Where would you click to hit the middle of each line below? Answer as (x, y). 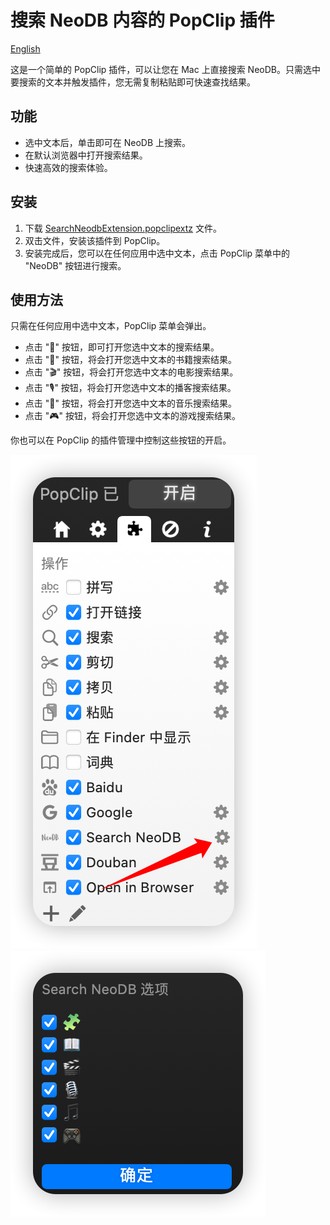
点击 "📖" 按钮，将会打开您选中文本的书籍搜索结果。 (130, 360)
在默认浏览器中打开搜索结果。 (86, 155)
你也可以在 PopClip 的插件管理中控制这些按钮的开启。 (121, 440)
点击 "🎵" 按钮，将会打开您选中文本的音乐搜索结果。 (130, 403)
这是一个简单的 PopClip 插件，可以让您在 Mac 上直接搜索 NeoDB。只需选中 (165, 69)
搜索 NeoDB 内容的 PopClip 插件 (142, 20)
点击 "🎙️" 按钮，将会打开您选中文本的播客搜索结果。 (130, 388)
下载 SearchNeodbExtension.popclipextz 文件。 (123, 228)
